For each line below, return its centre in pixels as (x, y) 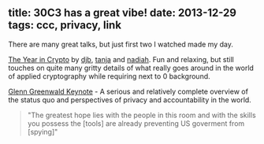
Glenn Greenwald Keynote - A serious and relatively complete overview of (128, 91)
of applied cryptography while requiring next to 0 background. (109, 76)
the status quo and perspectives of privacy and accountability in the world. (130, 100)
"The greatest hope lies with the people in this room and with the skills (141, 115)
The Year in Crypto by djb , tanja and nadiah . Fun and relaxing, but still (121, 59)
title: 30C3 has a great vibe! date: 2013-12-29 (122, 13)
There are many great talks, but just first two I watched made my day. (121, 44)
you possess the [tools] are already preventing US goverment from (136, 123)
